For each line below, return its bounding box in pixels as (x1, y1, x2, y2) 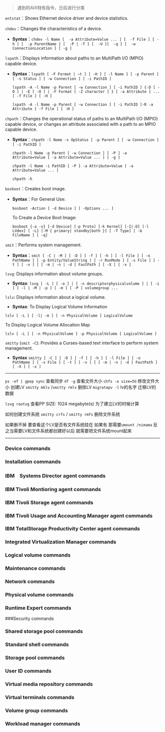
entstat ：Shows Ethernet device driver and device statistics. (5, 15, 129, 21)
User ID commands (5, 668, 52, 674)
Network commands (5, 578, 55, 585)
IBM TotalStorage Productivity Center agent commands (5, 526, 140, 532)
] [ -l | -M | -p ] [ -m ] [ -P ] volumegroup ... (12, 286, 118, 291)
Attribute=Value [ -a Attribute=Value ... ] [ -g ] (12, 155, 120, 160)
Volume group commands (5, 707, 68, 714)
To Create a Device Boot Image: (12, 215, 77, 220)
